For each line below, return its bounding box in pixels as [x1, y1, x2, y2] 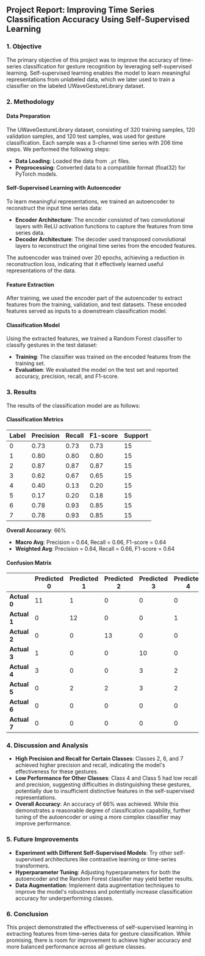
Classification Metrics [6, 416, 64, 423]
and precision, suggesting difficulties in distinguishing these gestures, [15, 781, 192, 788]
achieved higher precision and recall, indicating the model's [15, 761, 166, 769]
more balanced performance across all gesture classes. [6, 943, 146, 951]
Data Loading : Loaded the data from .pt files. [15, 157, 131, 164]
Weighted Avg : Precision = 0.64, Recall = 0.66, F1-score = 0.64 [15, 545, 175, 552]
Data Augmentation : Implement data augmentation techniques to [15, 882, 180, 889]
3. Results [6, 388, 37, 396]
